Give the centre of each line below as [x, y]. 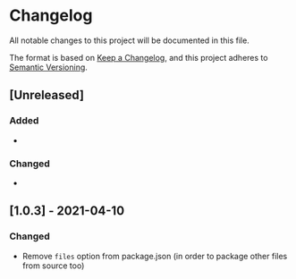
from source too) [53, 266]
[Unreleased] [47, 95]
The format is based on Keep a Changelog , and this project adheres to [139, 57]
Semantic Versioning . [48, 67]
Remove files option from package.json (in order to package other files [155, 256]
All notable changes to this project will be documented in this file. [130, 40]
